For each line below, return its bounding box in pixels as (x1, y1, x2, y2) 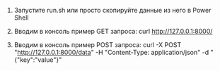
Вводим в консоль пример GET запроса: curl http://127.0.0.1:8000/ (13, 27, 213, 35)
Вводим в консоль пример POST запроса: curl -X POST (13, 41, 182, 49)
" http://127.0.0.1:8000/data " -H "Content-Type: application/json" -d (13, 49, 209, 56)
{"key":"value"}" (13, 56, 62, 64)
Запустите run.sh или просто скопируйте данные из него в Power (13, 6, 212, 14)
